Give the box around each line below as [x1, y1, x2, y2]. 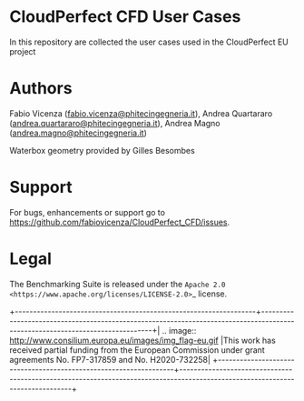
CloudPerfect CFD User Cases [9, 6, 241, 27]
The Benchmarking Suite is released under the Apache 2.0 [9, 278, 226, 289]
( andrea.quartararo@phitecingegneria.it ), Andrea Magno [9, 117, 221, 128]
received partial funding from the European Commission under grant [9, 344, 265, 356]
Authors [9, 78, 73, 99]
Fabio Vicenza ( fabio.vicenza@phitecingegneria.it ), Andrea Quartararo [9, 107, 273, 119]
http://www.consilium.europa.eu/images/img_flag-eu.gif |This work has [9, 335, 277, 346]
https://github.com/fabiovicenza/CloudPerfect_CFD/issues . [9, 216, 230, 227]
